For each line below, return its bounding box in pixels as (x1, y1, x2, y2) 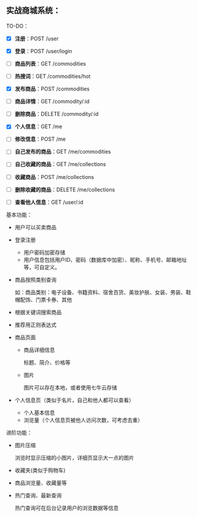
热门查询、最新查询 (14, 492, 62, 499)
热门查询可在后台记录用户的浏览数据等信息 (14, 504, 119, 511)
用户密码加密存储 (23, 249, 66, 256)
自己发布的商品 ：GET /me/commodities (14, 148, 111, 155)
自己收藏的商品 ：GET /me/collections (14, 161, 106, 168)
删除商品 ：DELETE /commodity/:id (14, 110, 99, 118)
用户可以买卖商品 (14, 223, 57, 230)
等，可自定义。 (23, 264, 60, 271)
